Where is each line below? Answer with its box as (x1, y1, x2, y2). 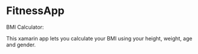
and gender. (6, 41, 36, 48)
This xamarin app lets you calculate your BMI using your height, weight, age (6, 35, 193, 42)
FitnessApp (6, 4, 64, 18)
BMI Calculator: (6, 23, 44, 31)
